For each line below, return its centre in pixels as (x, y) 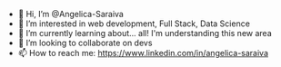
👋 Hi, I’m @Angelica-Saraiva (71, 14)
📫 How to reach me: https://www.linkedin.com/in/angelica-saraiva (143, 53)
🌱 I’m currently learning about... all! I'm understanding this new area (145, 33)
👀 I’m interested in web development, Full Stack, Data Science (134, 24)
